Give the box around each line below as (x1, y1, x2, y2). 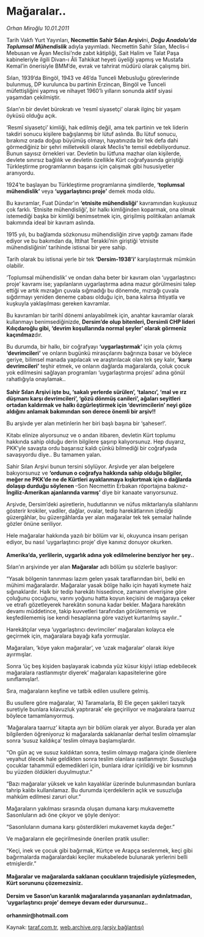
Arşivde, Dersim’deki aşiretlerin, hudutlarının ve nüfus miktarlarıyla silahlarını (6, 500, 199, 508)
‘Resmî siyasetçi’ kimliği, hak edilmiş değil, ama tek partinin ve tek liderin (6, 123, 188, 131)
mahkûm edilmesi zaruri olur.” (6, 793, 81, 800)
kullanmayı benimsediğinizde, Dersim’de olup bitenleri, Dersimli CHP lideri (6, 318, 195, 325)
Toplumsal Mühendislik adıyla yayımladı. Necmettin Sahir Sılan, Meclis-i (6, 43, 189, 50)
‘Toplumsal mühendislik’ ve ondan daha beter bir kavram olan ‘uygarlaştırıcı (6, 274, 196, 281)
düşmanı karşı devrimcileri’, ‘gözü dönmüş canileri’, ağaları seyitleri (6, 395, 181, 402)
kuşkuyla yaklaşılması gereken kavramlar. (6, 299, 111, 307)
